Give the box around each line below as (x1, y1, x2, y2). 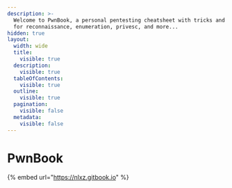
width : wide (13, 42, 49, 49)
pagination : (13, 101, 49, 108)
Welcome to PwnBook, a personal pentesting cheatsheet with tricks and (13, 17, 226, 24)
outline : (13, 88, 39, 95)
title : (13, 49, 33, 56)
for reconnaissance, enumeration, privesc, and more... (13, 23, 179, 30)
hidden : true (7, 29, 45, 37)
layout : (7, 36, 30, 43)
